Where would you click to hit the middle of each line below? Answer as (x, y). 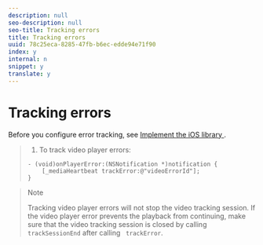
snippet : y (26, 67)
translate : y (29, 74)
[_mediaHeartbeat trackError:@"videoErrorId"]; (121, 171)
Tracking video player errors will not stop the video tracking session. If (141, 207)
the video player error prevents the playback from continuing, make (136, 216)
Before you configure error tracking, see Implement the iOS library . (117, 134)
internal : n (27, 60)
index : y (22, 52)
